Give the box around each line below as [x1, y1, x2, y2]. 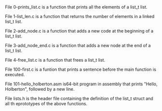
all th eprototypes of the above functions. [5, 101, 88, 106]
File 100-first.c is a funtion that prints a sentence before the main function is [5, 66, 156, 72]
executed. [5, 72, 25, 77]
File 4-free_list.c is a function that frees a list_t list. [5, 57, 105, 63]
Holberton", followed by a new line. [5, 86, 75, 92]
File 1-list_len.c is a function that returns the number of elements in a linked [5, 14, 155, 19]
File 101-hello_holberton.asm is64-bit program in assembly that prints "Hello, [5, 81, 158, 87]
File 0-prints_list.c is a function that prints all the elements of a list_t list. [5, 4, 147, 10]
